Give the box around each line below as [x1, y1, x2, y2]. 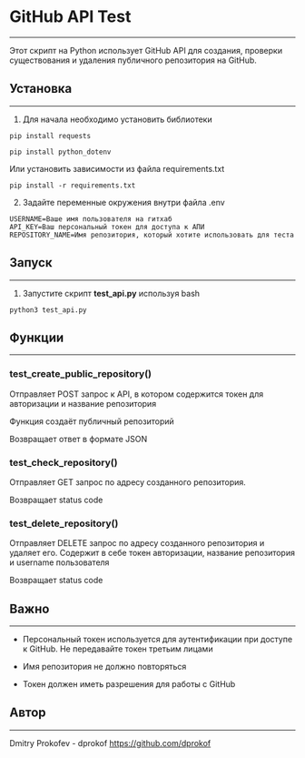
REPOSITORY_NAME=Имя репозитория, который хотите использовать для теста [9, 230, 295, 239]
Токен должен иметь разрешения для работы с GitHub [22, 679, 236, 690]
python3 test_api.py [9, 305, 88, 315]
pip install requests [9, 131, 92, 140]
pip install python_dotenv [9, 147, 112, 157]
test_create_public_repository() [9, 368, 152, 380]
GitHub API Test [9, 6, 132, 27]
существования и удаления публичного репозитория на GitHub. [9, 55, 257, 66]
